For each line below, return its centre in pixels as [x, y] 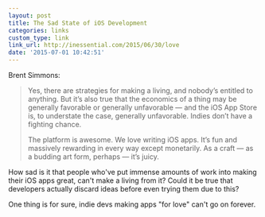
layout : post [30, 15]
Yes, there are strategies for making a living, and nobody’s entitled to [140, 91]
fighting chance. [55, 124]
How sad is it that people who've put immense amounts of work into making [132, 172]
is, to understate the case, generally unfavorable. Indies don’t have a [140, 116]
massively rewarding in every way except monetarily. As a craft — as [140, 148]
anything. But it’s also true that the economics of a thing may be [132, 99]
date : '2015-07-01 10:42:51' [57, 52]
